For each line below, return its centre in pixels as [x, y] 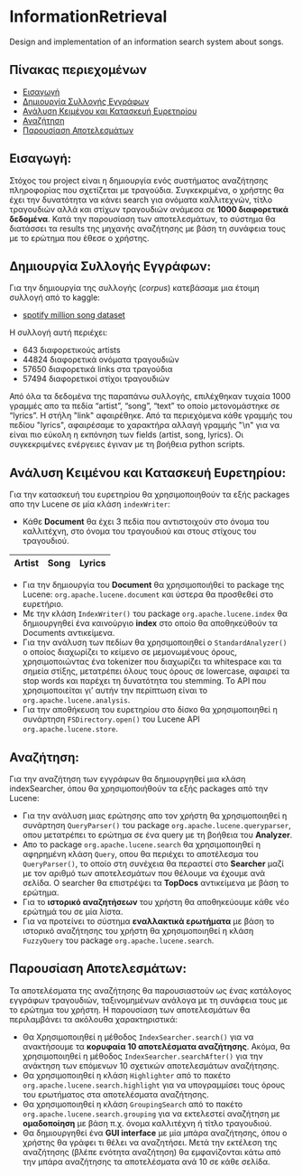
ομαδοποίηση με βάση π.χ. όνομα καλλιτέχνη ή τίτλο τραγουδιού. [147, 1123]
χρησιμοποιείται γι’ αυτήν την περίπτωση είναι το [115, 691]
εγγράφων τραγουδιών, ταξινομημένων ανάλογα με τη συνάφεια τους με [149, 1000]
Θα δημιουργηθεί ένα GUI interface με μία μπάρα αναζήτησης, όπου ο [155, 1133]
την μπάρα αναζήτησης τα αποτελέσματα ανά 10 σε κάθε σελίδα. [146, 1162]
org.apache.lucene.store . [70, 729]
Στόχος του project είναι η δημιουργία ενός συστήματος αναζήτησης [139, 180]
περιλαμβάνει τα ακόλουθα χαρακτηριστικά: [94, 1019]
